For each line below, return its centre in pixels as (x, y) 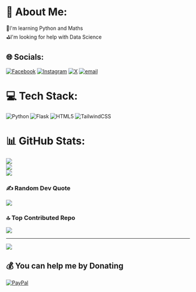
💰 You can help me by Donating (65, 266)
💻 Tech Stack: (42, 96)
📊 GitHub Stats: (46, 141)
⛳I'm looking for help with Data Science (54, 37)
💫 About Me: (37, 12)
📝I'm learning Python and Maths (45, 28)
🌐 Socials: (25, 57)
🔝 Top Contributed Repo (41, 218)
